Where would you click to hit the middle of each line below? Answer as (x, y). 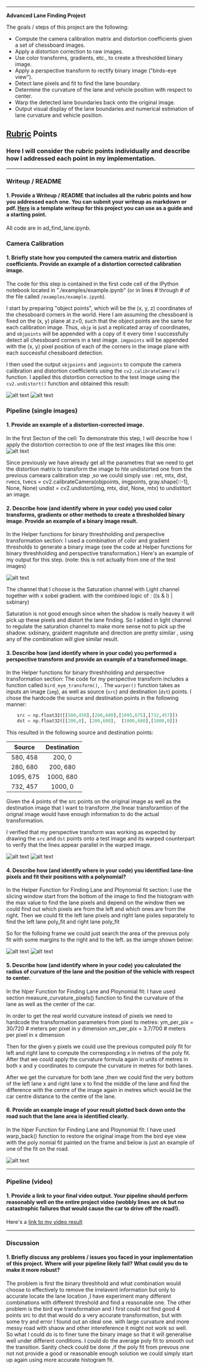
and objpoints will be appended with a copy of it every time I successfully (98, 333)
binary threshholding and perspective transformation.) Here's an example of (100, 553)
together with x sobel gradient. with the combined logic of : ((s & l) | (89, 596)
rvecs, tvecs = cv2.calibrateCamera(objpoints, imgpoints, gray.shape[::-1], (98, 482)
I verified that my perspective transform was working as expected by (91, 832)
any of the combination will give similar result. (63, 639)
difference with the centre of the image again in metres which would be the (99, 1090)
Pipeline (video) (30, 1181)
